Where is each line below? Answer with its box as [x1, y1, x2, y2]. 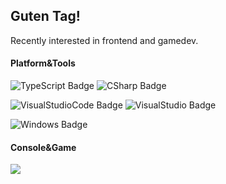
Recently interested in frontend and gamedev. [10, 34, 199, 46]
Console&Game [10, 141, 77, 153]
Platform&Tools [10, 57, 76, 69]
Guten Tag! [10, 8, 81, 25]
